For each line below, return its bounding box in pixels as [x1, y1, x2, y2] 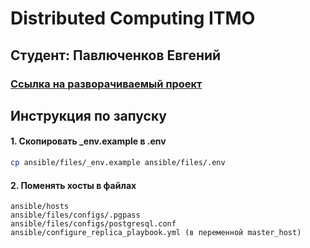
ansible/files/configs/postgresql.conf [10, 219, 177, 229]
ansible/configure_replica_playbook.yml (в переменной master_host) [10, 228, 302, 238]
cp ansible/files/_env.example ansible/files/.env [10, 158, 226, 168]
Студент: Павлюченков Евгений [10, 47, 222, 64]
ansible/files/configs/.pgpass [10, 210, 141, 221]
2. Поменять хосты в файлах [10, 179, 137, 191]
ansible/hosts [10, 202, 70, 212]
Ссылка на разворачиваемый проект [10, 77, 203, 91]
